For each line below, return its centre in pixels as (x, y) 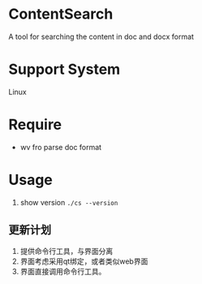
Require (35, 125)
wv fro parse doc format (61, 147)
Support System (64, 69)
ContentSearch (61, 14)
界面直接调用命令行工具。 (63, 271)
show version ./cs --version (69, 202)
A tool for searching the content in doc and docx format (101, 37)
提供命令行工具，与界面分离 (67, 251)
